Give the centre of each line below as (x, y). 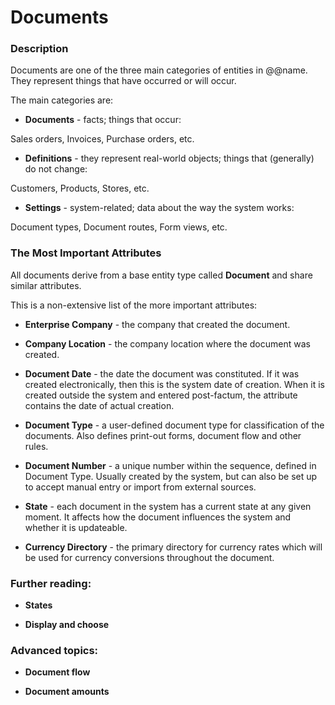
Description (39, 49)
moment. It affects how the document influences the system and (158, 517)
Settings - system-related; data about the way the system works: (159, 208)
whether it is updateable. (76, 527)
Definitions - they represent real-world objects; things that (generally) (169, 158)
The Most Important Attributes (86, 253)
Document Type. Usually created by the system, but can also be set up (171, 476)
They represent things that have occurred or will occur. (123, 81)
